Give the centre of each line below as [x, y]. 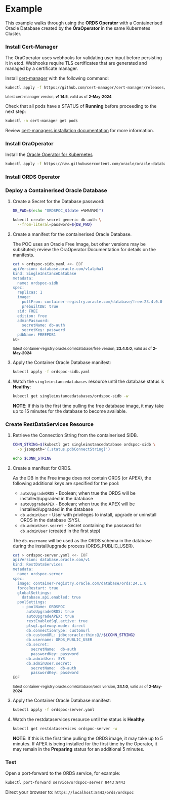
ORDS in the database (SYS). [50, 520]
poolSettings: [32, 602]
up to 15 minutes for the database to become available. [70, 411]
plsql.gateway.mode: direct [56, 626]
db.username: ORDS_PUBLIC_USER [59, 640]
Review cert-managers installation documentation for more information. [80, 130]
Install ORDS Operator [33, 177]
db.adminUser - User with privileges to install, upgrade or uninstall [88, 514]
